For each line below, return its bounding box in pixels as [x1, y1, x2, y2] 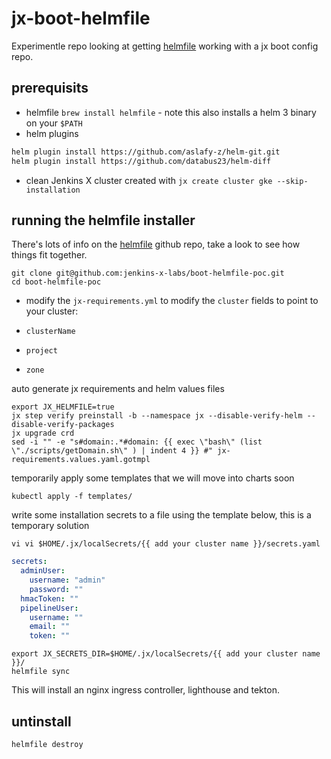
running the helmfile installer [11, 212, 196, 229]
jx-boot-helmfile [11, 7, 151, 30]
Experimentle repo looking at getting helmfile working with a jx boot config [11, 40, 319, 52]
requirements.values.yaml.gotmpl [11, 455, 151, 465]
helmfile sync [11, 667, 71, 677]
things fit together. [11, 249, 88, 261]
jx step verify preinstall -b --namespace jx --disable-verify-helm [11, 411, 303, 421]
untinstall [11, 713, 72, 730]
